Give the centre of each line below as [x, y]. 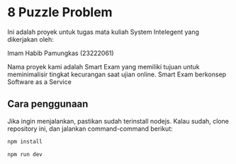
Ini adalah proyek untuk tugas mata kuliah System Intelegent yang [103, 32]
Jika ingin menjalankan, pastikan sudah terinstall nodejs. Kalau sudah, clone [118, 121]
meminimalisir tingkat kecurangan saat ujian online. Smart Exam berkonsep [117, 74]
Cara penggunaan [48, 104]
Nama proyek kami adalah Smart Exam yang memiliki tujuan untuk [103, 66]
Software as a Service [40, 81]
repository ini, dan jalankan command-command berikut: [90, 129]
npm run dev [25, 154]
